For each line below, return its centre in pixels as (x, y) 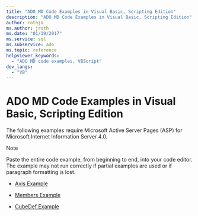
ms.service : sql (26, 39)
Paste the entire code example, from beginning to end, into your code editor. (99, 160)
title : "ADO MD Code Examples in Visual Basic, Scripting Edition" (91, 12)
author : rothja (25, 22)
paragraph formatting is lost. (41, 172)
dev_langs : (20, 67)
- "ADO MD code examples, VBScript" (57, 61)
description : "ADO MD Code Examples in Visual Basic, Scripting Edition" (99, 17)
